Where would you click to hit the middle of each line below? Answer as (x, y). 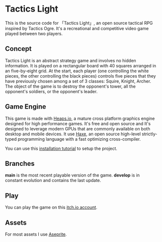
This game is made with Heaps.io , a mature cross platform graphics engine (80, 118)
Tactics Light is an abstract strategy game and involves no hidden (71, 60)
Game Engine (25, 107)
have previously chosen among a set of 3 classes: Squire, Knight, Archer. (78, 81)
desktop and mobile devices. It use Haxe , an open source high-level (73, 134)
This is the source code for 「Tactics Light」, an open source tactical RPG (79, 23)
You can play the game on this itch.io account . (51, 208)
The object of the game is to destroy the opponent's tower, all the (70, 86)
